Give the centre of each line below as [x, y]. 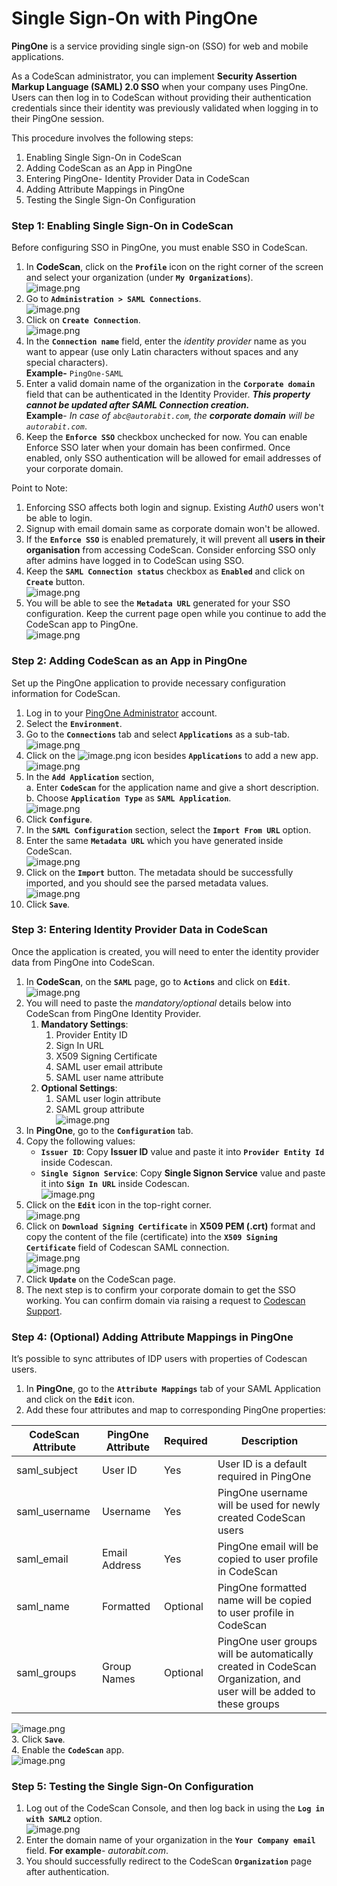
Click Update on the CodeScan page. [100, 1279]
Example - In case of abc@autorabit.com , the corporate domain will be [170, 416]
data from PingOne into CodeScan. [83, 962]
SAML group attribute [100, 1109]
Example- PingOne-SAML [74, 373]
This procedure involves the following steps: [102, 138]
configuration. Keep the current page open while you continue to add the [176, 614]
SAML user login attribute [108, 1098]
